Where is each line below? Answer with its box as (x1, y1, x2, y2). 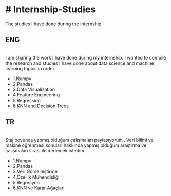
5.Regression (12, 97, 41, 103)
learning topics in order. (5, 65, 55, 71)
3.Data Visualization (12, 86, 55, 92)
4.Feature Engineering (12, 91, 60, 98)
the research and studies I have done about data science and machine (5, 60, 154, 66)
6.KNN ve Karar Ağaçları (12, 185, 65, 191)
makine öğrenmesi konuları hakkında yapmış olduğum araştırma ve (5, 142, 147, 148)
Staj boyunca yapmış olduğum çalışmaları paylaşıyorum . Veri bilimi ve (5, 136, 154, 143)
